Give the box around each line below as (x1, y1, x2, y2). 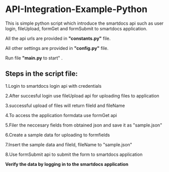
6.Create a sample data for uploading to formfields (5, 132, 110, 138)
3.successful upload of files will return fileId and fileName (5, 102, 125, 108)
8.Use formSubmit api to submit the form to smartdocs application (5, 151, 143, 157)
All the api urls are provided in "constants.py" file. (5, 35, 111, 41)
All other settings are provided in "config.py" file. (5, 45, 108, 51)
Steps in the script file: (5, 70, 78, 78)
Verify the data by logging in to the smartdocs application (5, 161, 129, 167)
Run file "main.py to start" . (5, 54, 63, 61)
